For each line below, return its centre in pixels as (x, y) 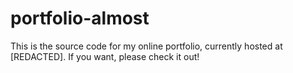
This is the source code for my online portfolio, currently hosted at (146, 46)
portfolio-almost (80, 18)
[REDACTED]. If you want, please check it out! (105, 56)
